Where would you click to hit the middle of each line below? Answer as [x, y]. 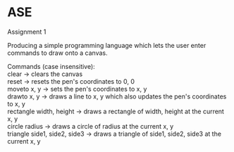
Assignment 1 [27, 32]
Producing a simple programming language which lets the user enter [107, 45]
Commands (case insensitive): [51, 66]
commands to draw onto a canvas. [57, 53]
